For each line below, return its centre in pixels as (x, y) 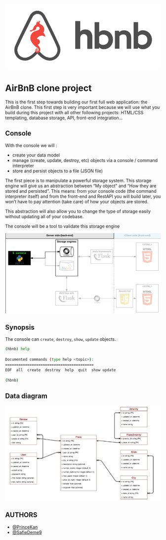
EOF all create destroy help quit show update (61, 370)
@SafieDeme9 (27, 532)
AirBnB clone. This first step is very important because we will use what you (83, 107)
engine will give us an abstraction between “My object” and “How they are (81, 186)
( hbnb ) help (17, 349)
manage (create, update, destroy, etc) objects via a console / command (85, 160)
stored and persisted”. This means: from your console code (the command (81, 191)
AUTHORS (21, 515)
